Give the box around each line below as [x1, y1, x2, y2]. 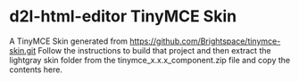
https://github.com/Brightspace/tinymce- [129, 36, 281, 46]
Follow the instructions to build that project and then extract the [37, 45, 271, 55]
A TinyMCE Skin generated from [9, 36, 128, 46]
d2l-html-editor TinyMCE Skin [9, 6, 237, 27]
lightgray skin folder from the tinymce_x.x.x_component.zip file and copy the [9, 54, 291, 65]
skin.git [9, 45, 37, 55]
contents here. [9, 64, 62, 75]
